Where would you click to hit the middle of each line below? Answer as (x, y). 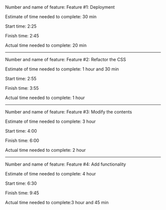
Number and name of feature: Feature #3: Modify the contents (69, 112)
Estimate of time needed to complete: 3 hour (51, 121)
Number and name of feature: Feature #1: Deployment (60, 7)
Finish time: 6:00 (22, 140)
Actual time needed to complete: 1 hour (45, 98)
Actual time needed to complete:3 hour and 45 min (57, 202)
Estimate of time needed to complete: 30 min (51, 17)
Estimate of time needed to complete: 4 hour (51, 174)
